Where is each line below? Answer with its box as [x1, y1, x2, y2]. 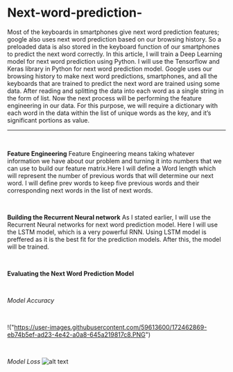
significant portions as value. [7, 116, 90, 124]
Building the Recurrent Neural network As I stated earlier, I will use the [7, 213, 212, 221]
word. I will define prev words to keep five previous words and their [7, 179, 200, 187]
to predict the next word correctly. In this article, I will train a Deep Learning [7, 50, 223, 58]
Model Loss [7, 357, 41, 365]
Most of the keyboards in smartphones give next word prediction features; [7, 28, 220, 36]
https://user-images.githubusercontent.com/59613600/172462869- [13, 323, 207, 331]
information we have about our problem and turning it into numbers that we [7, 157, 222, 165]
